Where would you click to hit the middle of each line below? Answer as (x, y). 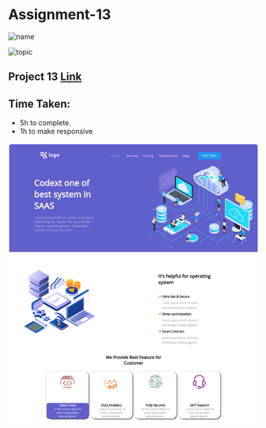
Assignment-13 (60, 15)
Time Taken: (40, 103)
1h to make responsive (56, 132)
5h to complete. (45, 123)
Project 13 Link (45, 77)
